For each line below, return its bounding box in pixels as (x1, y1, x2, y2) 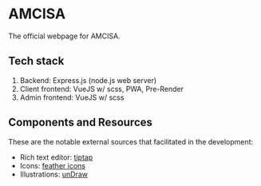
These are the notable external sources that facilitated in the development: (8, 137, 254, 146)
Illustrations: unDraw (19, 169, 88, 179)
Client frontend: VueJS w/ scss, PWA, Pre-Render (19, 84, 184, 93)
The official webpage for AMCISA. (8, 31, 121, 41)
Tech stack (8, 54, 65, 68)
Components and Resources (8, 116, 153, 129)
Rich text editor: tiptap (19, 152, 93, 162)
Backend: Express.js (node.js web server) (19, 75, 157, 85)
